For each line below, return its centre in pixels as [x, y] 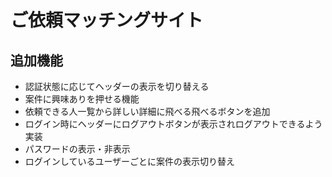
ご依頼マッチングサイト [107, 20]
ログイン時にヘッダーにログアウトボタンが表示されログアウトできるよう [173, 124]
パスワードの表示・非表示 [77, 149]
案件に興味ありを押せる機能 [82, 99]
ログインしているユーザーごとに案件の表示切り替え [130, 161]
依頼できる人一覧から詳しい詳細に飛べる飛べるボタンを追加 [147, 111]
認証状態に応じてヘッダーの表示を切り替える [117, 86]
